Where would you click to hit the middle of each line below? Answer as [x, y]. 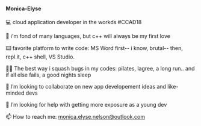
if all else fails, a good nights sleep [48, 75]
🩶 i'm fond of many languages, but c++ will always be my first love [88, 36]
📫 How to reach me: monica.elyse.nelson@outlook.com [76, 117]
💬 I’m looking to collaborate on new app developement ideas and [86, 87]
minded [15, 93]
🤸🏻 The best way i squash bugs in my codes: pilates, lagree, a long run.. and [100, 69]
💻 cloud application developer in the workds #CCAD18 [74, 22]
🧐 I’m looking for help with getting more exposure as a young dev [86, 105]
